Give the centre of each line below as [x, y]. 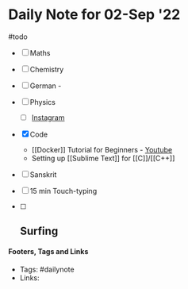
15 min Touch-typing [63, 191]
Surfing [39, 231]
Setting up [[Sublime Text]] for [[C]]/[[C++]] [103, 158]
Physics [42, 102]
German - [46, 86]
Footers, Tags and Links [48, 251]
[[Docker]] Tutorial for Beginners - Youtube [102, 150]
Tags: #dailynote [47, 269]
